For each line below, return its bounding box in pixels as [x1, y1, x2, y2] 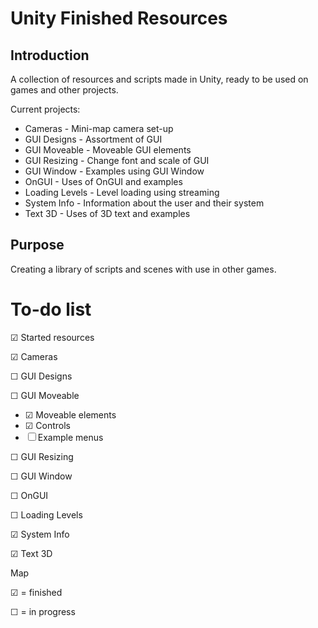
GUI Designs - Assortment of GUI [24, 133, 163, 145]
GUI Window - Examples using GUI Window [24, 165, 205, 177]
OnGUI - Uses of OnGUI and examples [24, 176, 183, 187]
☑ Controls [24, 419, 71, 431]
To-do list [10, 298, 92, 321]
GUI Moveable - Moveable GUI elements [24, 144, 192, 156]
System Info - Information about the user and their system [24, 197, 265, 209]
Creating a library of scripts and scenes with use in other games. [10, 263, 277, 275]
